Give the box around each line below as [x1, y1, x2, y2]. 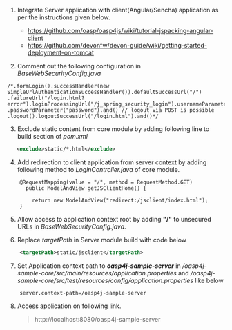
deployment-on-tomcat [27, 48, 95, 57]
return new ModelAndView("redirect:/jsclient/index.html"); [32, 197, 209, 204]
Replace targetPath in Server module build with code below [17, 235, 187, 244]
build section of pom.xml [17, 133, 88, 140]
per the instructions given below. [17, 13, 110, 21]
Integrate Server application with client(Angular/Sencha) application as [17, 6, 219, 14]
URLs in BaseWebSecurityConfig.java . [17, 222, 126, 231]
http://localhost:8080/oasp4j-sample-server [34, 315, 161, 323]
